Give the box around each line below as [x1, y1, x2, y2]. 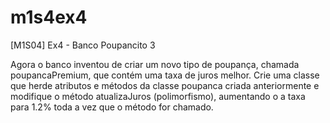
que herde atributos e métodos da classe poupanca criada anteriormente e [10, 79, 320, 91]
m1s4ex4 [10, 6, 88, 29]
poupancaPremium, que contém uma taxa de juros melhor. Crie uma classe [10, 69, 320, 81]
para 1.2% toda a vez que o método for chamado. [10, 101, 214, 113]
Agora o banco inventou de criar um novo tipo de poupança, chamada [10, 58, 300, 70]
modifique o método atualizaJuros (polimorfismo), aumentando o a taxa [10, 90, 306, 102]
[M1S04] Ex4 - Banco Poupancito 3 [10, 39, 156, 51]
